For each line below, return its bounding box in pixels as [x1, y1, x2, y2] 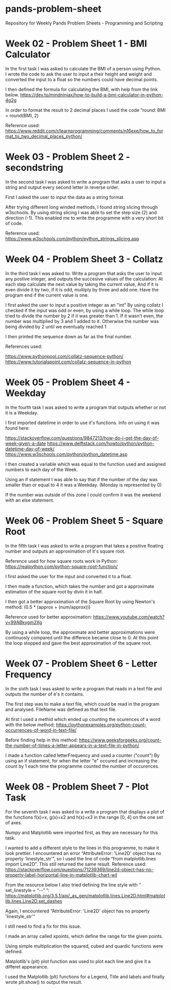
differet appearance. [5, 963, 48, 970]
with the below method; [5, 722, 55, 728]
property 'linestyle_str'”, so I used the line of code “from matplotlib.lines [5, 855, 156, 861]
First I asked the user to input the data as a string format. [5, 194, 125, 200]
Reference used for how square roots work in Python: [5, 558, 118, 564]
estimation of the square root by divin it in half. [5, 588, 103, 595]
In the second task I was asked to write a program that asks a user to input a [5, 179, 166, 185]
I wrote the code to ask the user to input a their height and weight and [5, 71, 152, 77]
